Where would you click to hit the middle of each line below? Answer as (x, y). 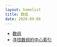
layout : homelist (23, 10)
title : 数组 (17, 14)
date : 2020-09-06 (23, 19)
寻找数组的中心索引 (32, 40)
